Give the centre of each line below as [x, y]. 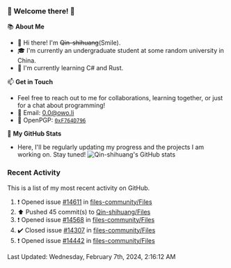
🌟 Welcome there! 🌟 [41, 11]
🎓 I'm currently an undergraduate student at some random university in [121, 51]
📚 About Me [26, 26]
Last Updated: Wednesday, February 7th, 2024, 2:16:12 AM [91, 256]
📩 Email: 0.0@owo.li [46, 113]
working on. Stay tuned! [51, 155]
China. [26, 61]
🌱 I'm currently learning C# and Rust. [70, 68]
